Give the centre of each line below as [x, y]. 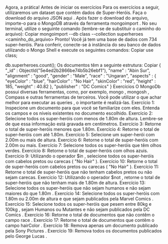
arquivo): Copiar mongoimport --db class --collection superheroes [74, 34]
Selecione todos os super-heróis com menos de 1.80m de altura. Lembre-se [84, 118]
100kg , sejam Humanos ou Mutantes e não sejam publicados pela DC [77, 209]
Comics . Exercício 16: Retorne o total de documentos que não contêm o [80, 215]
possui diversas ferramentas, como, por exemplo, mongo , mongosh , [77, 92]
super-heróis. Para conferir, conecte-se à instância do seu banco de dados [83, 45]
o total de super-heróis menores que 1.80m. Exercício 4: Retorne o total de [82, 129]
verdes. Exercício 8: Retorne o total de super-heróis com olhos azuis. [77, 151]
